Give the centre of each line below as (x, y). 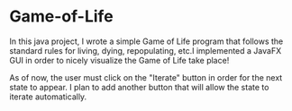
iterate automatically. (48, 97)
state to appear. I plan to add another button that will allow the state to (139, 87)
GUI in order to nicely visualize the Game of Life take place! (119, 60)
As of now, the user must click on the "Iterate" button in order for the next (146, 77)
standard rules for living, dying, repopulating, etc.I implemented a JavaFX (146, 50)
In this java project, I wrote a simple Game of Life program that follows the (146, 41)
